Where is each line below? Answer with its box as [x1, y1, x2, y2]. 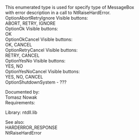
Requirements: [5, 100, 35, 105]
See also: [5, 119, 25, 125]
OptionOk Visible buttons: [5, 26, 59, 32]
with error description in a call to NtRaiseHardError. [5, 10, 111, 16]
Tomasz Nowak [5, 94, 38, 100]
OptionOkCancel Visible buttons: [5, 36, 73, 42]
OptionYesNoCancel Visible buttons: [5, 68, 80, 75]
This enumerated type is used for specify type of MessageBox [5, 5, 134, 10]
